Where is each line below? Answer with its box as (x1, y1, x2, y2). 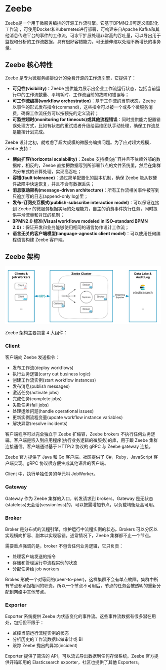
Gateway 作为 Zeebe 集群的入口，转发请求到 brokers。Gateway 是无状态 (5, 495, 154, 501)
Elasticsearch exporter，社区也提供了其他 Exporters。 (32, 659, 142, 665)
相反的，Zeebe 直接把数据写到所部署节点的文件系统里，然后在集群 (25, 162, 161, 168)
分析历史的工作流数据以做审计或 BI (12, 636, 83, 642)
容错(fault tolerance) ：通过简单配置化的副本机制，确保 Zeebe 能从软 (12, 175, 153, 181)
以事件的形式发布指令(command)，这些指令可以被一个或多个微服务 (12, 104, 149, 110)
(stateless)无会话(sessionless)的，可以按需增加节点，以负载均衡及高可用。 (5, 501, 157, 507)
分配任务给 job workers (12, 566, 60, 572)
